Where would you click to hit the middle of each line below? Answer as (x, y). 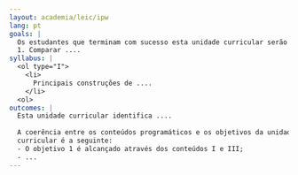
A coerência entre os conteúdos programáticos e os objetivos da (141, 133)
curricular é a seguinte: (65, 141)
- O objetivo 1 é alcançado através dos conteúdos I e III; (130, 148)
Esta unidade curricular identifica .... (95, 116)
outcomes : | (31, 108)
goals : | (25, 34)
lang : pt (25, 26)
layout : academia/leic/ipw (59, 17)
